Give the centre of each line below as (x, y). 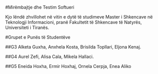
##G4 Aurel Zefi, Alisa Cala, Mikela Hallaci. (50, 56)
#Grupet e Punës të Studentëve (38, 37)
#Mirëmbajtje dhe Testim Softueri (40, 7)
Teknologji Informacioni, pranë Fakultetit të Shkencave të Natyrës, (73, 22)
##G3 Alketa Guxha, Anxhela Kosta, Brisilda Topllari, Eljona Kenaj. (73, 47)
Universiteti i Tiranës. (27, 27)
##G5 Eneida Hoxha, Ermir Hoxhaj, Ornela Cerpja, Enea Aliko (68, 66)
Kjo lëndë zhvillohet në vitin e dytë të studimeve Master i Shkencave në (79, 17)
